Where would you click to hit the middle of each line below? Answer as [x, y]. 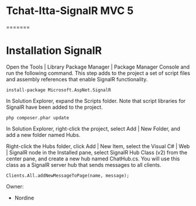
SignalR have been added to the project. [54, 107]
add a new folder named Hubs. [43, 135]
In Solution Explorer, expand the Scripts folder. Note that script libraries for [96, 101]
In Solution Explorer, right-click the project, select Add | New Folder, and [93, 128]
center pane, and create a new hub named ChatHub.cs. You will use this [93, 159]
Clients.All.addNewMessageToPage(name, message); [68, 176]
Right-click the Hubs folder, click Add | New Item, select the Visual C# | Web [98, 146]
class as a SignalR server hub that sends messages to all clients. [84, 164]
